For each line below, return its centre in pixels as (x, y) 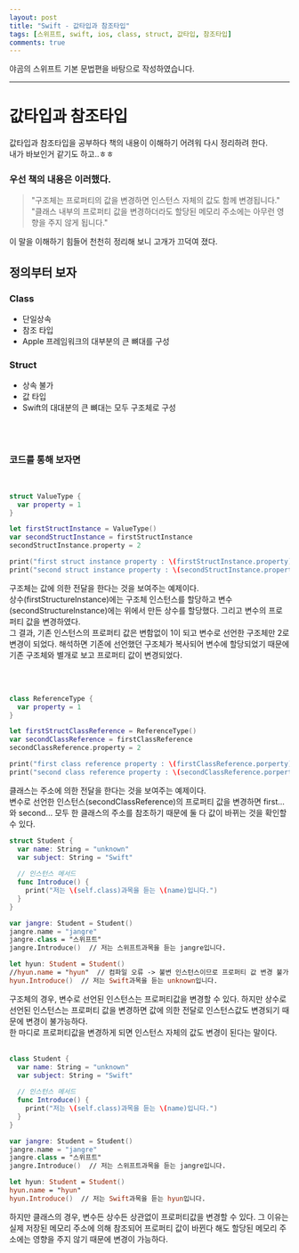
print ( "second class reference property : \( (95, 772)
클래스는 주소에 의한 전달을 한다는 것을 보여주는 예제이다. (108, 790)
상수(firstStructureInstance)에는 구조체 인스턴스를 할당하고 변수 (121, 599)
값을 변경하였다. (53, 622)
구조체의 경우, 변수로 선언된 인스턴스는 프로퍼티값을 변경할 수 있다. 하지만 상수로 (148, 999)
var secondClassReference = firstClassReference (101, 740)
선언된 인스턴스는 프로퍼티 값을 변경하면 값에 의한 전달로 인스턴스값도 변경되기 (145, 1010)
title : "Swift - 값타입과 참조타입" (70, 26)
